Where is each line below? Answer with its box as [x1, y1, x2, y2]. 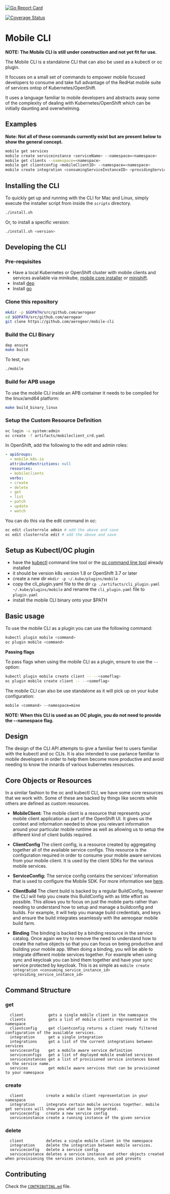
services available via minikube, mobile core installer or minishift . [12, 275, 148, 281]
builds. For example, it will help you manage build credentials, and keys [12, 910, 161, 916]
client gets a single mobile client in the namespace [10, 1012, 148, 1017]
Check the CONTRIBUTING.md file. [5, 1183, 71, 1189]
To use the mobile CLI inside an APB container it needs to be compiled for [5, 390, 159, 396]
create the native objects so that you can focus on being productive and [12, 941, 163, 947]
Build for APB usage [5, 378, 56, 386]
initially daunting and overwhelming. [5, 105, 81, 111]
